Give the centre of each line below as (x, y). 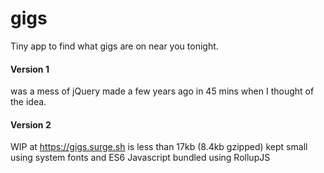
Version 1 (30, 69)
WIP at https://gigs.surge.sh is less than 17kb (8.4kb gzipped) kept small (159, 147)
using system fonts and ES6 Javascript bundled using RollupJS (140, 158)
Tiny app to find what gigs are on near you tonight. (114, 46)
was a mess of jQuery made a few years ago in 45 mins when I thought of (162, 91)
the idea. (28, 102)
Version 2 (31, 124)
